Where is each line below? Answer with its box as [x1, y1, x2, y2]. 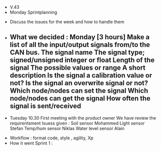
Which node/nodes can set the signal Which [9, 87, 148, 95]
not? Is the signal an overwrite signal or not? [9, 79, 148, 87]
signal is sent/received [9, 102, 81, 110]
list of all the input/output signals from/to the [9, 41, 150, 49]
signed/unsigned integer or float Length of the [9, 56, 155, 64]
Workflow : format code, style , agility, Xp [9, 135, 94, 141]
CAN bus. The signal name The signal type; [9, 49, 145, 57]
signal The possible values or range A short [9, 64, 146, 72]
